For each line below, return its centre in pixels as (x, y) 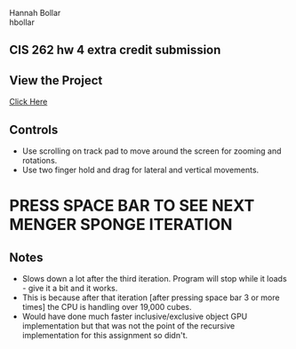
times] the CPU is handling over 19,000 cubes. (107, 307)
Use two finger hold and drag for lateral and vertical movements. (140, 170)
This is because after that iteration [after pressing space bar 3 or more (151, 297)
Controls (34, 129)
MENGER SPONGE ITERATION (121, 225)
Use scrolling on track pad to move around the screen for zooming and (152, 151)
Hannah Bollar (35, 13)
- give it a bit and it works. (70, 289)
